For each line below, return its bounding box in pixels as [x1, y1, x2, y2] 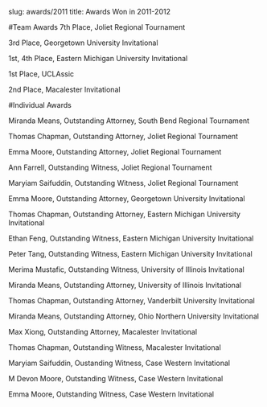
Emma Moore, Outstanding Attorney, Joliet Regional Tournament [8, 147, 222, 156]
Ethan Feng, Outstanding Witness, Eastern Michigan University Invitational [8, 233, 254, 243]
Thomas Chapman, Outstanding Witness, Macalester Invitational [8, 343, 221, 352]
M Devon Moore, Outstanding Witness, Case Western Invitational [8, 374, 224, 383]
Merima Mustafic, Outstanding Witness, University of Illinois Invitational [8, 265, 245, 274]
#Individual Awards [8, 101, 72, 109]
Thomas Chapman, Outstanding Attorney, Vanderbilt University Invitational [8, 296, 255, 305]
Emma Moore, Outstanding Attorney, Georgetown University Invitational [8, 194, 245, 203]
